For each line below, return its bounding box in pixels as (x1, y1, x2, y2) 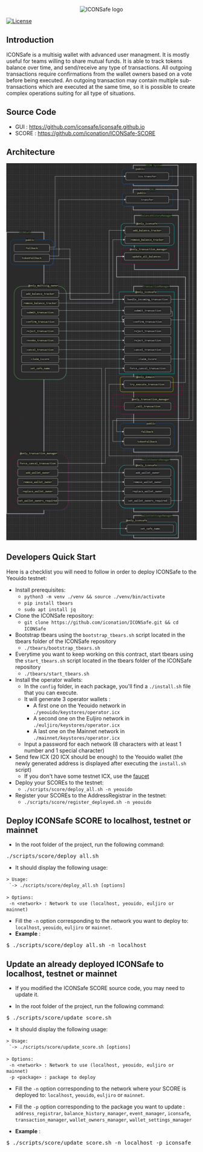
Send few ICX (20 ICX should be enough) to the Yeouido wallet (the (14, 753, 183, 760)
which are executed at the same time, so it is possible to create (38, 83, 195, 90)
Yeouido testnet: (6, 574, 47, 581)
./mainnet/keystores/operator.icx (33, 735, 120, 741)
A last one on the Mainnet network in (33, 727, 125, 734)
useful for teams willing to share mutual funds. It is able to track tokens (6, 57, 182, 65)
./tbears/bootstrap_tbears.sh (24, 645, 101, 651)
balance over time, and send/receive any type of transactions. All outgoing (6, 63, 192, 71)
